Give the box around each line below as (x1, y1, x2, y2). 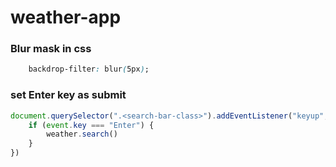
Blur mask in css (10, 42, 92, 56)
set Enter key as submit (10, 88, 127, 102)
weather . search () (46, 129, 118, 140)
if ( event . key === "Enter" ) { (28, 120, 155, 130)
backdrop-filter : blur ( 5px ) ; (28, 64, 150, 75)
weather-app (10, 6, 122, 29)
